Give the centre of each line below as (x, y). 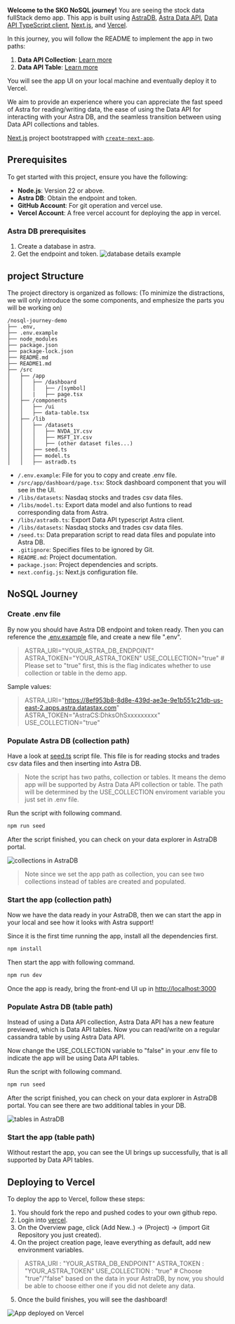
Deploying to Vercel (51, 1182)
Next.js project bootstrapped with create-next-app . (81, 138)
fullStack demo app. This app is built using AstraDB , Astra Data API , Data (113, 18)
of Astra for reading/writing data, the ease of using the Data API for (104, 109)
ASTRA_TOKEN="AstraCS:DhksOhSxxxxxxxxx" (92, 715)
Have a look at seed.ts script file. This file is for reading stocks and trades (114, 756)
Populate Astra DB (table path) (60, 1007)
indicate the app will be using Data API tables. (73, 1058)
